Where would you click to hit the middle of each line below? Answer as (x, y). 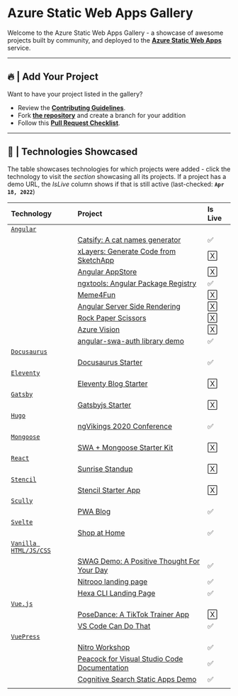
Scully (22, 501)
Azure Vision (99, 330)
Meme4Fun (96, 295)
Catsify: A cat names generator (129, 239)
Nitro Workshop (104, 647)
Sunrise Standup (105, 469)
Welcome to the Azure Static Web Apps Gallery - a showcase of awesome (115, 33)
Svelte (22, 522)
